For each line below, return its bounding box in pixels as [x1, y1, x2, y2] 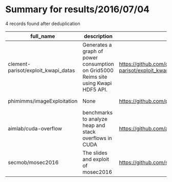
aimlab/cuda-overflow [8, 125, 62, 132]
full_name [30, 32, 55, 39]
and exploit [82, 155, 109, 163]
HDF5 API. [82, 86, 107, 93]
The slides [82, 149, 107, 156]
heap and [82, 122, 105, 129]
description [83, 32, 113, 39]
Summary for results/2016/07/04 [5, 4, 150, 15]
